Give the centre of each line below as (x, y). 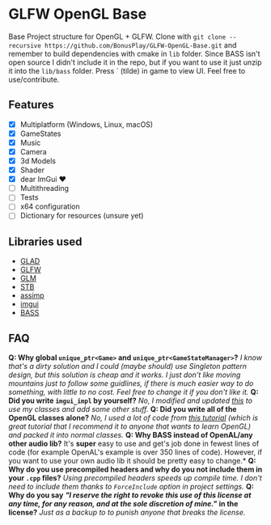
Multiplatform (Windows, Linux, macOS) (87, 124)
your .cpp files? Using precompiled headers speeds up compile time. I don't (135, 478)
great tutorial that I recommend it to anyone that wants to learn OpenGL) (130, 426)
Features (31, 105)
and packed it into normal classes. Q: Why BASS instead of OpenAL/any (131, 435)
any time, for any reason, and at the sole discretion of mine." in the (123, 504)
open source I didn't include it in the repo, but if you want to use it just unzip (135, 62)
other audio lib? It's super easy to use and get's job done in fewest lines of (134, 444)
